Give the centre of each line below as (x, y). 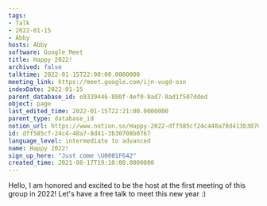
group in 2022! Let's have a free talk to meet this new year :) (107, 194)
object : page (30, 104)
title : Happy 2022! (41, 60)
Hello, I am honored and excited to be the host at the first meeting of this (127, 185)
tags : (17, 15)
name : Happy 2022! (39, 148)
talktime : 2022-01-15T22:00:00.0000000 (74, 74)
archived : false (35, 67)
